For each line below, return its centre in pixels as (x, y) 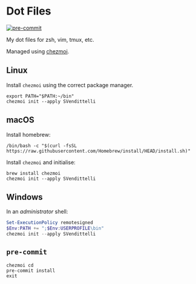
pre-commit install (31, 271)
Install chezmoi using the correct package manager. (70, 85)
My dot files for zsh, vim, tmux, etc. (51, 39)
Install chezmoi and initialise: (41, 162)
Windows (24, 197)
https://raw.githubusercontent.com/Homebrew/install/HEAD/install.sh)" (98, 151)
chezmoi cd (20, 265)
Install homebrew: (28, 134)
